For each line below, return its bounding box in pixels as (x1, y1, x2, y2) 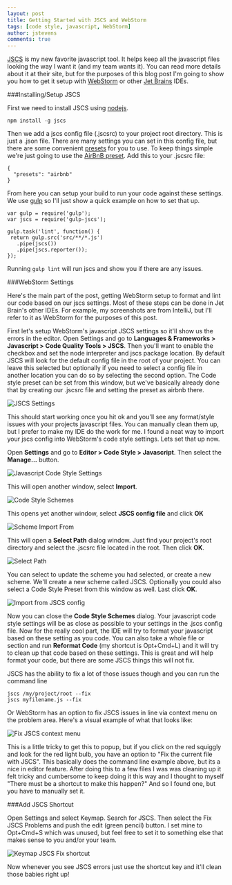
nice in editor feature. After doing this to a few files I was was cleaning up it (7, 765, 222, 773)
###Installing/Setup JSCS (7, 91, 81, 99)
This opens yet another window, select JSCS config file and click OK (7, 509, 204, 518)
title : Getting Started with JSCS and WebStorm (7, 17, 147, 24)
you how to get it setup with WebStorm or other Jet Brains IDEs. (7, 77, 188, 85)
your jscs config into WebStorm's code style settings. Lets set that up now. (7, 435, 220, 444)
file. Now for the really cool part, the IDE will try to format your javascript (7, 626, 213, 635)
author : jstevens (7, 29, 57, 37)
